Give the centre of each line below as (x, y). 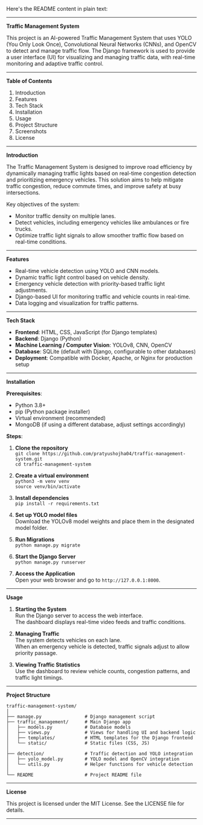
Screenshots (31, 131)
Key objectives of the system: (43, 204)
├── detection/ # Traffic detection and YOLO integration (100, 754)
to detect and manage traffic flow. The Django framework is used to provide (101, 51)
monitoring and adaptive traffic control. (55, 64)
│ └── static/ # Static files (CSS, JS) (78, 743)
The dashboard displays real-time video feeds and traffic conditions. (100, 622)
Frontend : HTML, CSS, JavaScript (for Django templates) (86, 332)
